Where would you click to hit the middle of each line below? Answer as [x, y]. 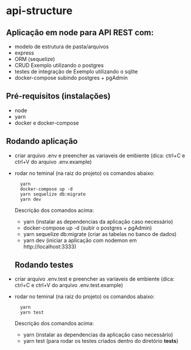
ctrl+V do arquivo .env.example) [53, 161]
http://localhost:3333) [50, 246]
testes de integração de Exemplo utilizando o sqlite [76, 71]
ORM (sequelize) [35, 59]
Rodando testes [44, 265]
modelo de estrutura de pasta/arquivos [62, 46]
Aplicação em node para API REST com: [80, 33]
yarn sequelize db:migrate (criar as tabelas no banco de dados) [100, 234]
